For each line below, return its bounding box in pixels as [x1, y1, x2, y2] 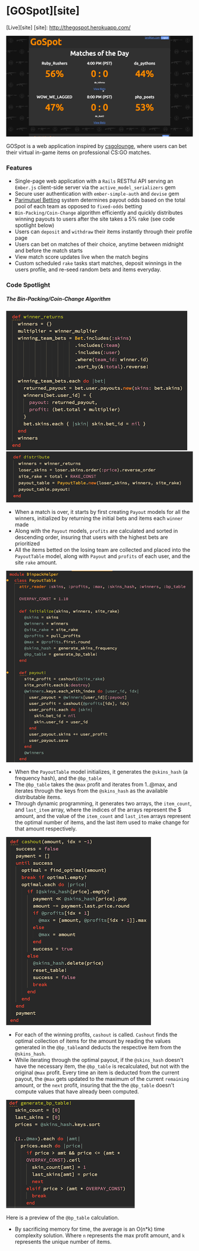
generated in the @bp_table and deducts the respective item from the [14, 1043, 182, 1051]
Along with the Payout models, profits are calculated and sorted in [14, 528, 178, 535]
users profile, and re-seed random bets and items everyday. [14, 266, 162, 273]
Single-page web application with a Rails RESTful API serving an [14, 177, 174, 184]
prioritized [14, 540, 40, 547]
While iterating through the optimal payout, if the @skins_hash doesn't [14, 1056, 184, 1063]
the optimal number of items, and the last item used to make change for [14, 819, 190, 826]
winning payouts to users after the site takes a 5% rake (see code [14, 215, 175, 222]
